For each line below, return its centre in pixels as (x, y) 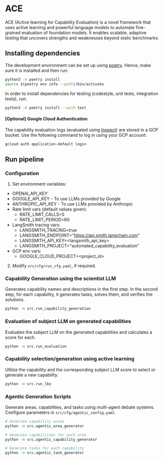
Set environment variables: (39, 184)
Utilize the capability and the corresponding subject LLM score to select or (80, 369)
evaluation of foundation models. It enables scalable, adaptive (84, 32)
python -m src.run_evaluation (36, 346)
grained (13, 32)
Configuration (22, 173)
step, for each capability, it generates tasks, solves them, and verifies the (79, 294)
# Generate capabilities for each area (46, 435)
